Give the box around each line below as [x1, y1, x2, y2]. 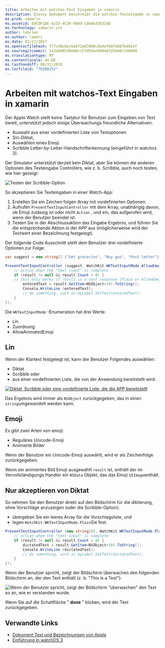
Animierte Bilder [12, 442, 45, 448]
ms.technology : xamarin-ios [5, 26, 63, 31]
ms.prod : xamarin [5, 16, 41, 21]
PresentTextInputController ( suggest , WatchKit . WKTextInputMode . [5, 263, 141, 268]
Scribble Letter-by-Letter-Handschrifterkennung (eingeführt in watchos [12, 145, 157, 151]
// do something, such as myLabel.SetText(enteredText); [23, 291, 141, 296]
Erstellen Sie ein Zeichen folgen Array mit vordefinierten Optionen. [12, 199, 147, 205]
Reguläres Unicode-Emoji [12, 437, 64, 443]
